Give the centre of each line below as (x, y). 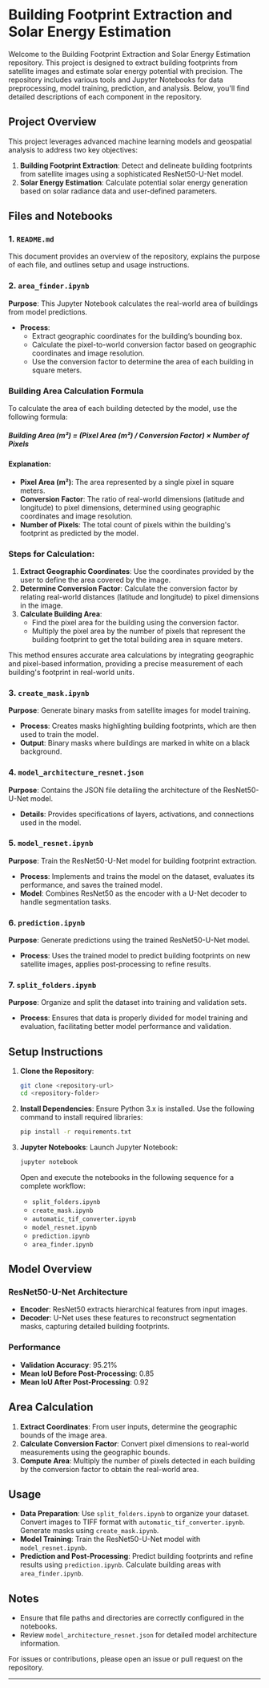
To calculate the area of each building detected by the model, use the (123, 409)
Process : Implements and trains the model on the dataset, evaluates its (137, 876)
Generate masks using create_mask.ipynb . (89, 1531)
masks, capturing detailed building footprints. (95, 1327)
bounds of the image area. (63, 1435)
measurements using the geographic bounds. (95, 1452)
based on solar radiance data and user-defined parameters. (118, 191)
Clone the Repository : (57, 1071)
